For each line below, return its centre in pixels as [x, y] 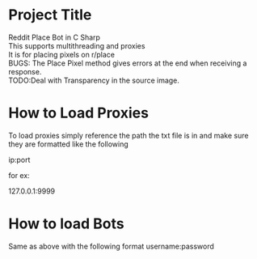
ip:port [19, 159]
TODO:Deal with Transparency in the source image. [94, 80]
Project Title [50, 15]
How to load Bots [66, 224]
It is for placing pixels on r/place [62, 54]
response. [25, 71]
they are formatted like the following [69, 144]
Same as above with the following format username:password [111, 246]
